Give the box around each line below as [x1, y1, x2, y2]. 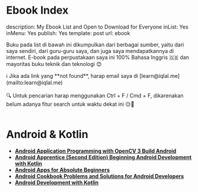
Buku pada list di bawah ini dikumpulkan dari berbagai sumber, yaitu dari [6, 41, 184, 48]
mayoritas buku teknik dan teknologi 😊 [6, 60, 102, 67]
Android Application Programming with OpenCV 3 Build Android [14, 147, 177, 155]
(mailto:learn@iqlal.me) [6, 78, 63, 86]
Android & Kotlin [6, 128, 89, 141]
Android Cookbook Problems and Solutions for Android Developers [14, 172, 184, 180]
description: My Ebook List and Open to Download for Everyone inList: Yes [6, 23, 188, 30]
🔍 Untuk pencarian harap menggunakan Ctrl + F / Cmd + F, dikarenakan [6, 92, 184, 99]
